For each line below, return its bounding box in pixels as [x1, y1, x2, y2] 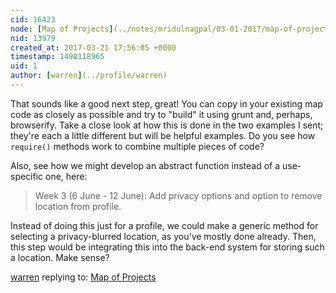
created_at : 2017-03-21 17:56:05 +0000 [10, 42, 177, 53]
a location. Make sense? [10, 251, 110, 263]
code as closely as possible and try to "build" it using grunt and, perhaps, [10, 108, 313, 120]
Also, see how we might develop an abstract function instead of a [10, 159, 281, 171]
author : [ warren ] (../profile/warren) [10, 71, 168, 81]
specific [10, 170, 44, 182]
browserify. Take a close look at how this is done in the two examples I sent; [10, 119, 324, 131]
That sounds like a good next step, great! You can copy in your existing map [10, 97, 323, 110]
